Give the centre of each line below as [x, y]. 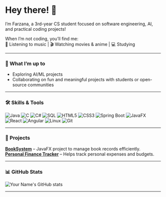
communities [41, 85]
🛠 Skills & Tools [24, 102]
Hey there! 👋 [31, 10]
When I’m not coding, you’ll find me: [42, 39]
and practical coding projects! [36, 29]
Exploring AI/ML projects [38, 74]
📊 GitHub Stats [24, 172]
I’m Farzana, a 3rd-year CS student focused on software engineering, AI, [79, 24]
